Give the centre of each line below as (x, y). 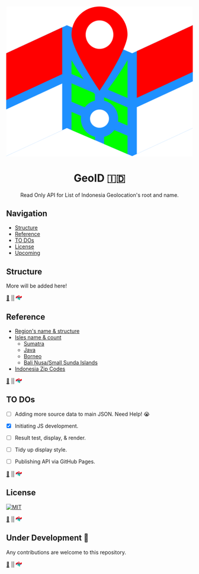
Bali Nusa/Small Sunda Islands (60, 362)
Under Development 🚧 (47, 538)
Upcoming (27, 253)
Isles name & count (38, 337)
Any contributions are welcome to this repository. (66, 552)
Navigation (27, 213)
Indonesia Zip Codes (40, 369)
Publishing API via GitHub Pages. (55, 462)
